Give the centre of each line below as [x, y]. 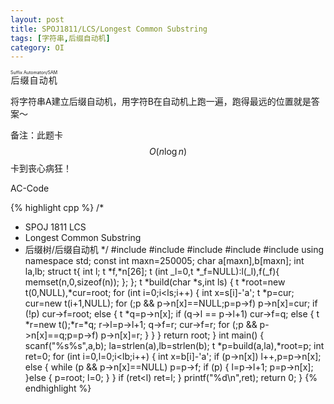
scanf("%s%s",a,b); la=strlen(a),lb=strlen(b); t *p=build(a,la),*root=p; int [174, 346]
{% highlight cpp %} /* [57, 208]
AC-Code [30, 188]
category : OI [37, 47]
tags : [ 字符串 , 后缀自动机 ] [60, 38]
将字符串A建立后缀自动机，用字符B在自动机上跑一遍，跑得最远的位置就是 [161, 102]
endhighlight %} [58, 388]
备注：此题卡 [36, 135]
